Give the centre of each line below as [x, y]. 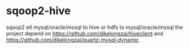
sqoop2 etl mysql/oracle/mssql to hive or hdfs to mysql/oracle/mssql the [95, 27]
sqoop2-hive [39, 11]
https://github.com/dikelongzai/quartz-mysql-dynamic [73, 40]
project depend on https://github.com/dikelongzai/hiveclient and [85, 33]
